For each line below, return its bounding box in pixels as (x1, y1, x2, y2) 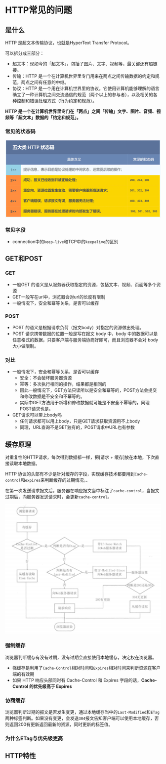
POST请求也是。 (19, 406, 53, 412)
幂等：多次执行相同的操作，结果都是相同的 (19, 381, 107, 387)
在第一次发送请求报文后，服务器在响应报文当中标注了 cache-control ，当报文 (5, 488, 160, 494)
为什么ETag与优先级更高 (5, 735, 63, 742)
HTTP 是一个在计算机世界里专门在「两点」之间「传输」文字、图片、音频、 (5, 108, 157, 114)
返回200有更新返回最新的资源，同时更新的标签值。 (9, 722, 113, 727)
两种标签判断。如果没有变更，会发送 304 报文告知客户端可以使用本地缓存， (5, 715, 155, 722)
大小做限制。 (12, 343, 39, 349)
